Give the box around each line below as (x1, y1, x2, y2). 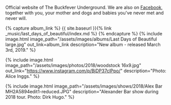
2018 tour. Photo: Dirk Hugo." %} (5, 94, 74, 100)
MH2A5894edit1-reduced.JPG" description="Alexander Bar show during (5, 89, 159, 94)
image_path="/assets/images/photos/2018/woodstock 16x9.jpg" (5, 62, 141, 68)
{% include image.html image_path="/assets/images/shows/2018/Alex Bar (5, 83, 163, 89)
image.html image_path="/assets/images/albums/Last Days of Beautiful (5, 36, 157, 42)
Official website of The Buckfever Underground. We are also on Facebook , (5, 5, 163, 10)
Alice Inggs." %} (5, 73, 40, 79)
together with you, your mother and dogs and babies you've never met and (5, 10, 164, 16)
